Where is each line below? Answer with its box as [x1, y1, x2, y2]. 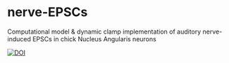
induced [7, 34, 32, 43]
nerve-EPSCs [7, 4, 88, 20]
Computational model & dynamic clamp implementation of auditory [7, 27, 202, 36]
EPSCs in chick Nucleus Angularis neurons [32, 34, 156, 43]
